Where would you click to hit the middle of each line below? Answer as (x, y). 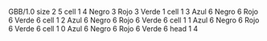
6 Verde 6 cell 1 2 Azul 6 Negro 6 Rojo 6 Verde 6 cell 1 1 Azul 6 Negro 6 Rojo (134, 20)
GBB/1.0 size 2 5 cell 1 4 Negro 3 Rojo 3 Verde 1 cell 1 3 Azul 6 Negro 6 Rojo (133, 12)
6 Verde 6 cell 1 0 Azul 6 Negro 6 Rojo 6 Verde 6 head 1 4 (103, 29)
